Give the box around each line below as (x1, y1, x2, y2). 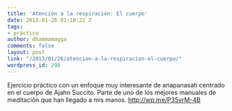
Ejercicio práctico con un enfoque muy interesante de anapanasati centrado (7, 80, 225, 89)
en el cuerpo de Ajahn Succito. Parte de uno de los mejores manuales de (7, 88, 217, 96)
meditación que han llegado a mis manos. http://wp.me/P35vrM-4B (7, 95, 201, 104)
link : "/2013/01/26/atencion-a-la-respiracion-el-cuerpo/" (7, 55, 183, 62)
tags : (7, 23, 23, 30)
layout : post (7, 49, 45, 56)
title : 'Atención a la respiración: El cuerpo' (7, 10, 148, 17)
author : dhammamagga (7, 36, 68, 43)
